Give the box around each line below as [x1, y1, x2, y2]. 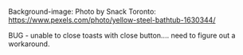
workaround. [8, 39, 50, 49]
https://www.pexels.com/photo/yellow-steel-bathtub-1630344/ [8, 15, 216, 25]
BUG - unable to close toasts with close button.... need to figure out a [8, 31, 236, 40]
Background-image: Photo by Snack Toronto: [8, 7, 157, 16]
